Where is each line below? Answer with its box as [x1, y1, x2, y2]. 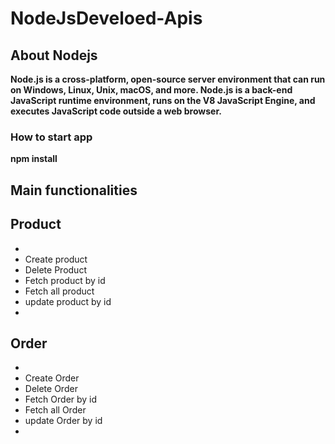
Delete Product [24, 263, 87, 276]
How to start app [10, 130, 93, 144]
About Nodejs [10, 47, 98, 64]
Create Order [24, 372, 80, 384]
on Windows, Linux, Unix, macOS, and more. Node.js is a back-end [10, 84, 293, 96]
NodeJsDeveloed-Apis [10, 7, 203, 30]
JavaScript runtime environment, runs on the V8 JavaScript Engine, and [10, 95, 316, 106]
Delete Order [24, 383, 78, 395]
